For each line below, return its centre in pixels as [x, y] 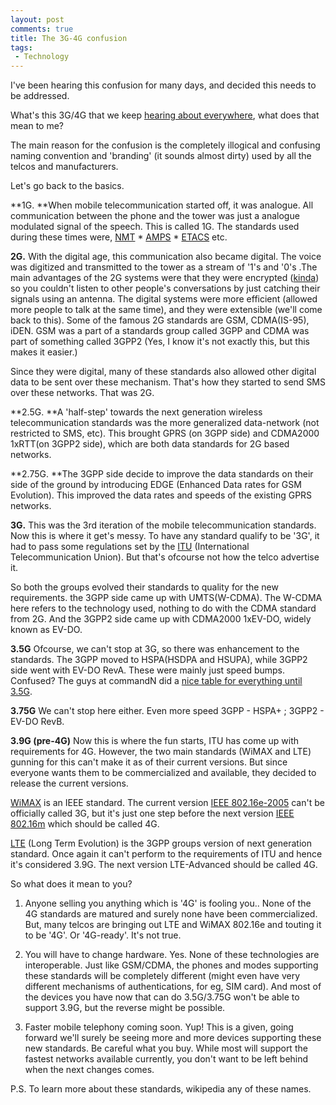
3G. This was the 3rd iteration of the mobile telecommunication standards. [163, 525]
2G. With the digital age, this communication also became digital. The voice [166, 257]
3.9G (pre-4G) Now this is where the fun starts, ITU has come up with [155, 741]
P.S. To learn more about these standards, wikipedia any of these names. [161, 1089]
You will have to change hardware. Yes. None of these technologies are [172, 955]
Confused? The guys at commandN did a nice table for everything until [156, 681]
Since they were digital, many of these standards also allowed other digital [163, 372]
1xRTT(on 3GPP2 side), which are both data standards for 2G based [150, 444]
